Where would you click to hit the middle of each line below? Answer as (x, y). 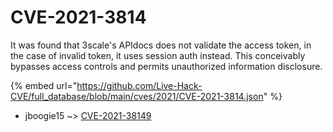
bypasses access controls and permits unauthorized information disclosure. (166, 66)
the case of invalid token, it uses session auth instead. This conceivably (158, 55)
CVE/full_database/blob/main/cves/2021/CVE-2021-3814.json (137, 96)
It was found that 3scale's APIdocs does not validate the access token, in (161, 45)
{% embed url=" (44, 85)
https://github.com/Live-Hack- (139, 85)
